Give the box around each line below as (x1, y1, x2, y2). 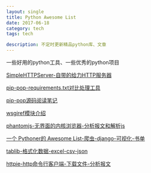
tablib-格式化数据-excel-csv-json (6, 147, 88, 155)
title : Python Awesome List (6, 14, 77, 20)
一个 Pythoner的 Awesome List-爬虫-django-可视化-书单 (6, 135, 145, 142)
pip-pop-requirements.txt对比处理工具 (6, 84, 101, 91)
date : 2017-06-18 (6, 20, 50, 26)
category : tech (6, 25, 44, 32)
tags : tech (6, 31, 34, 37)
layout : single (6, 8, 44, 15)
